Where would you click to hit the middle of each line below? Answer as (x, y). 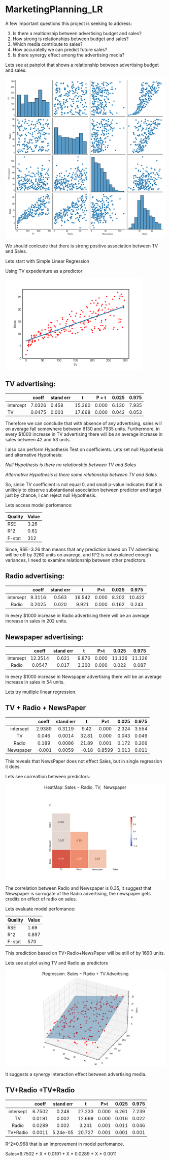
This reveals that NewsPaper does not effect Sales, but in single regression (84, 761)
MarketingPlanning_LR (54, 9)
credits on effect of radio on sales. (41, 899)
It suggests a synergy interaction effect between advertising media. (76, 1074)
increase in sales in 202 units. (36, 621)
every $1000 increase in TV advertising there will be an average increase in (84, 434)
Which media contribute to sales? (47, 44)
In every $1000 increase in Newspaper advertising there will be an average (83, 676)
